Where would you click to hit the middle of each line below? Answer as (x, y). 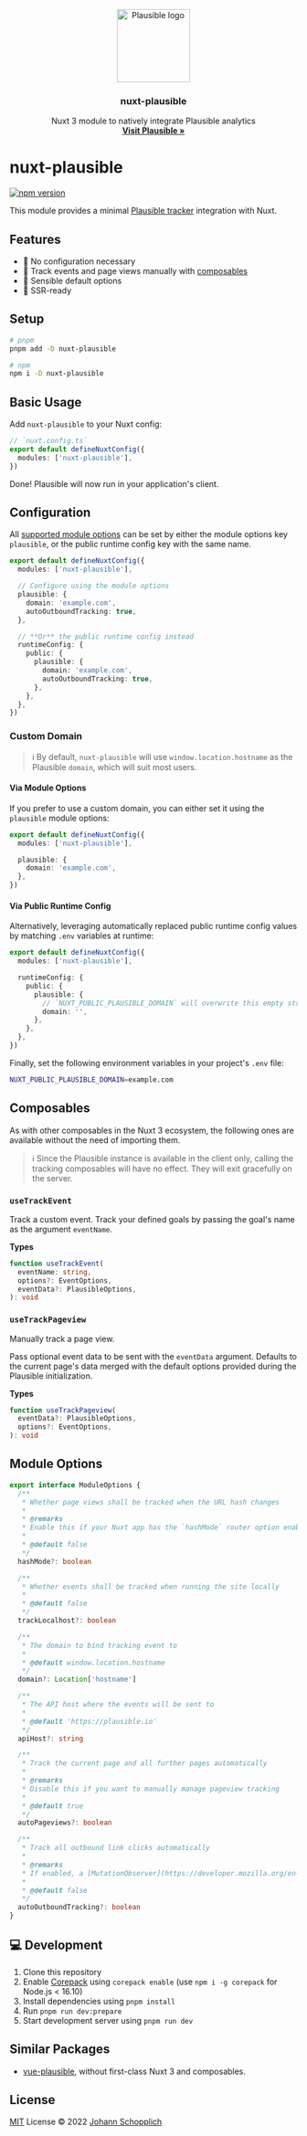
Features (35, 239)
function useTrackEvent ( (57, 1264)
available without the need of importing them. (95, 1140)
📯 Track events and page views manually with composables (135, 271)
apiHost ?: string (51, 1739)
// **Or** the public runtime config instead (106, 636)
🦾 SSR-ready (47, 291)
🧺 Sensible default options (72, 281)
